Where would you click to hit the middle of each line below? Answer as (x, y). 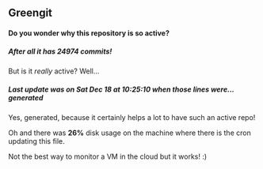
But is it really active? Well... (54, 71)
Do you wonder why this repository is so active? (89, 33)
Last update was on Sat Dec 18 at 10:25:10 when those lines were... (122, 89)
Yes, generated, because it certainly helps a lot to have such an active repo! (132, 117)
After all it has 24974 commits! (60, 51)
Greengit (30, 13)
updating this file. (36, 141)
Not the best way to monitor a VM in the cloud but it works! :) (108, 156)
